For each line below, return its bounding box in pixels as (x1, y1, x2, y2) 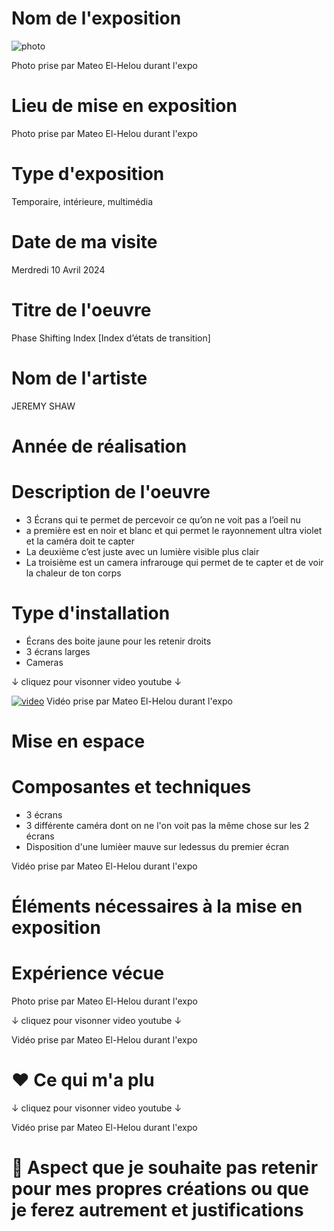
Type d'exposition (11, 163, 165, 186)
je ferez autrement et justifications (11, 1199, 304, 1222)
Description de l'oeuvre (11, 481, 211, 503)
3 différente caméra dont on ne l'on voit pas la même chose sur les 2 (25, 819, 310, 831)
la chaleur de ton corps (25, 567, 122, 579)
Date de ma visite (11, 231, 158, 253)
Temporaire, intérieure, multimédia (11, 195, 154, 207)
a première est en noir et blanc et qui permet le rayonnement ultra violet (25, 524, 323, 536)
